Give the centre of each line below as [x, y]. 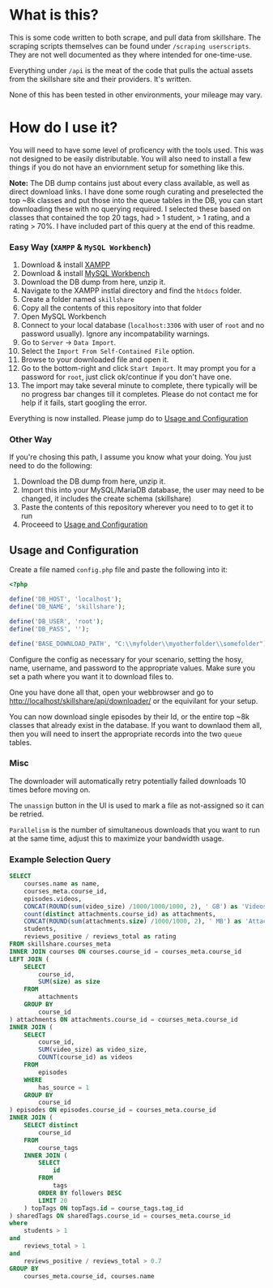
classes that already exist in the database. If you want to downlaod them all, [136, 725]
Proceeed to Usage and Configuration [84, 524]
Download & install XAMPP [66, 265]
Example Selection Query [60, 859]
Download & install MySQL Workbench [85, 274]
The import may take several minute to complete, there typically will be [139, 386]
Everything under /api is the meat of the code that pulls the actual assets [131, 70]
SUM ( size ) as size [69, 982]
